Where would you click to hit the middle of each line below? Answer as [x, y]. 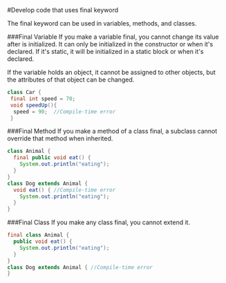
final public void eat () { [52, 158]
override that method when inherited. [60, 138]
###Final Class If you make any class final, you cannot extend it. [99, 222]
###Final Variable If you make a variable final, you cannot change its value [113, 37]
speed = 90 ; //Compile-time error [65, 111]
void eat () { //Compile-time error [65, 190]
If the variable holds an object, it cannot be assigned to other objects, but [112, 72]
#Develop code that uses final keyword [63, 10]
